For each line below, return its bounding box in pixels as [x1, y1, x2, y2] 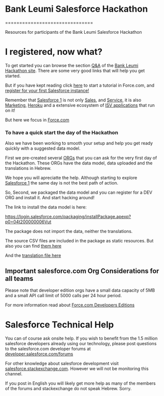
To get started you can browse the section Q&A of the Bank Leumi [5, 62, 139, 68]
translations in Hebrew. [5, 165, 51, 171]
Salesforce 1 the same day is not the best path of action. [5, 180, 118, 186]
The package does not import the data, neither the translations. [5, 229, 133, 234]
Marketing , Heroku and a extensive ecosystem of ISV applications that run [5, 102, 155, 108]
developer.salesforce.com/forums [5, 351, 73, 357]
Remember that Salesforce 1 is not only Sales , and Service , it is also [5, 97, 141, 103]
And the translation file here [5, 253, 61, 258]
